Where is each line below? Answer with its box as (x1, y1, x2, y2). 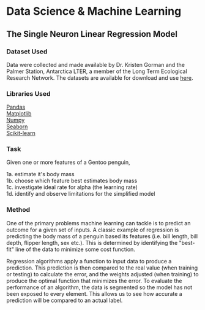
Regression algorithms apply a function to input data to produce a (6, 257, 172, 265)
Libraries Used (6, 89, 51, 98)
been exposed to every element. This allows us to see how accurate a (6, 290, 182, 297)
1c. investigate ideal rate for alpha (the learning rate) (6, 184, 138, 191)
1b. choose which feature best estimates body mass (6, 177, 138, 185)
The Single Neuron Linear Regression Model (6, 29, 178, 39)
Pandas (6, 103, 26, 111)
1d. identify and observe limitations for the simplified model (6, 190, 155, 198)
